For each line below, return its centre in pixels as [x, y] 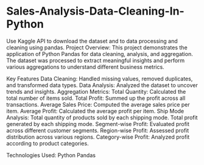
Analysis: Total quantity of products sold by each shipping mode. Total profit [102, 118]
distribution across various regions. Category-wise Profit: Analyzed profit [98, 137]
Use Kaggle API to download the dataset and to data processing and [92, 41]
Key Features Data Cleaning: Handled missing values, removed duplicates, [100, 79]
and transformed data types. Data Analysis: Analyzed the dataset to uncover [102, 85]
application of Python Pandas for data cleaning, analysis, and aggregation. [100, 54]
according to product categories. [48, 143]
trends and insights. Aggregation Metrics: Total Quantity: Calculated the [96, 91]
